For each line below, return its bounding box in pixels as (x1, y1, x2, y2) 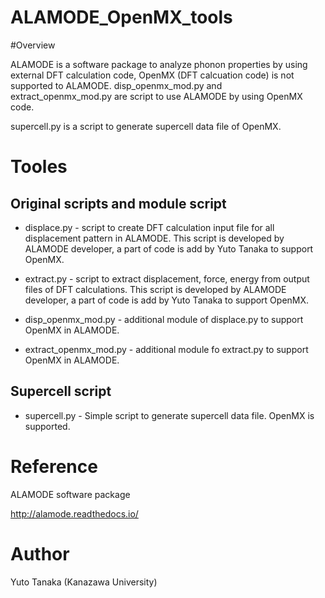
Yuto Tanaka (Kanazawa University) (10, 576, 158, 588)
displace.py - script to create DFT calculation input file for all (24, 221, 275, 233)
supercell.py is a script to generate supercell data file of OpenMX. (10, 120, 282, 132)
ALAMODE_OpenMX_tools (10, 6, 233, 29)
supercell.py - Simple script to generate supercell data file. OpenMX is (24, 409, 315, 421)
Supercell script (10, 383, 112, 400)
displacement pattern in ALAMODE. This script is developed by (24, 232, 285, 244)
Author (10, 542, 70, 565)
